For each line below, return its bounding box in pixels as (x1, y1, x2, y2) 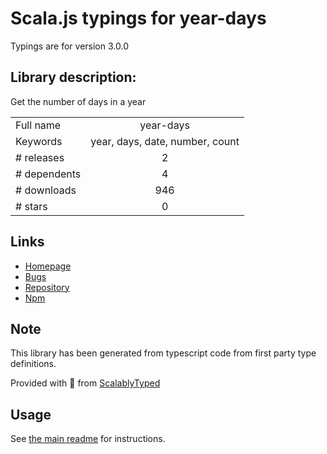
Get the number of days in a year (10, 95, 147, 107)
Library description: (10, 69, 137, 86)
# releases (15, 150, 65, 164)
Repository (24, 281, 70, 293)
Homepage (24, 260, 72, 272)
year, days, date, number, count (90, 134, 240, 148)
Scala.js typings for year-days (10, 7, 267, 30)
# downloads (15, 183, 77, 197)
